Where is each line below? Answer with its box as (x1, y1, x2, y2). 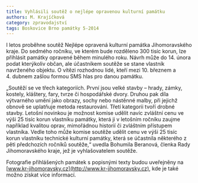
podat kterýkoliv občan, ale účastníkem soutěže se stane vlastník (6, 60, 165, 68)
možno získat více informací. (6, 171, 76, 178)
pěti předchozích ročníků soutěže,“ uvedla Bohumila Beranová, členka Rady (6, 141, 190, 148)
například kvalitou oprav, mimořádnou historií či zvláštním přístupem (6, 122, 173, 129)
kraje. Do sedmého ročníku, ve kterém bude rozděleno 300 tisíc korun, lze (6, 48, 187, 55)
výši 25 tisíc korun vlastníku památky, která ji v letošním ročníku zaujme (6, 116, 180, 123)
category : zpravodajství (6, 20, 67, 25)
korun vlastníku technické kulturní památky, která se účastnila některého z (6, 134, 187, 142)
